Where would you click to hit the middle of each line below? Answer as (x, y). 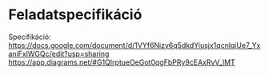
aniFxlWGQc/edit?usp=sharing (59, 53)
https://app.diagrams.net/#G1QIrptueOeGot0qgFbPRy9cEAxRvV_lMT (122, 62)
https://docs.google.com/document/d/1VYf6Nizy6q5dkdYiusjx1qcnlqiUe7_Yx (134, 45)
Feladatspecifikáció (75, 15)
